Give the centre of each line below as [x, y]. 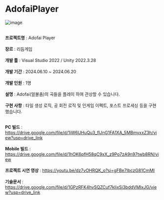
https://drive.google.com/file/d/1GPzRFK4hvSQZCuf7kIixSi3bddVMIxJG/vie [81, 187]
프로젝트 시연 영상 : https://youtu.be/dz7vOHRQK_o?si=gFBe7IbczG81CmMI [80, 170]
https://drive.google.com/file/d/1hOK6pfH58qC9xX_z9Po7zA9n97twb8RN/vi [82, 154]
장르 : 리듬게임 [19, 49]
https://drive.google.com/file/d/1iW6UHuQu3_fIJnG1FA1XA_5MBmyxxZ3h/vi [81, 132]
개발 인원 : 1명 [18, 83]
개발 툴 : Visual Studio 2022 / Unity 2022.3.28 [51, 60]
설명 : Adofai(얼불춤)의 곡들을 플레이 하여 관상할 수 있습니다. [62, 94]
